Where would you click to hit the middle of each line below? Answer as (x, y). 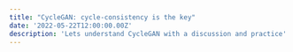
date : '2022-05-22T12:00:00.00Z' (71, 26)
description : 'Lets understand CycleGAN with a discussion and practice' (148, 33)
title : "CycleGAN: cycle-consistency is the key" (103, 17)
